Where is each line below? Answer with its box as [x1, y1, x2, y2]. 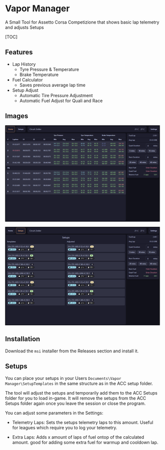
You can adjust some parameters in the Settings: [5, 410, 104, 416]
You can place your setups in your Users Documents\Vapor [5, 375, 121, 381]
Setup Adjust [12, 87, 39, 93]
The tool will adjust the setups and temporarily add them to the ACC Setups [5, 390, 158, 396]
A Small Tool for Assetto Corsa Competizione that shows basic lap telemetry [5, 19, 160, 25]
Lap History [12, 61, 36, 67]
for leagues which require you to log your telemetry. [12, 424, 117, 430]
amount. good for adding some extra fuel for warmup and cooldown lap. [12, 439, 159, 445]
